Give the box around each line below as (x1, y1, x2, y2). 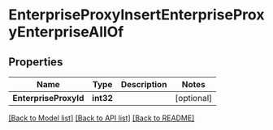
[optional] (174, 93, 213, 103)
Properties (8, 55, 63, 69)
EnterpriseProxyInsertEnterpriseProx (8, 6, 265, 24)
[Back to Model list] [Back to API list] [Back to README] (8, 113, 195, 123)
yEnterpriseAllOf (8, 23, 124, 41)
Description (120, 79, 167, 90)
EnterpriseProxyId (12, 93, 84, 103)
